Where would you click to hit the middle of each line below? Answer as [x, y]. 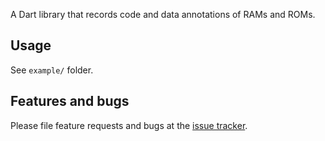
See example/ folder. [52, 70]
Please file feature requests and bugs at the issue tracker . [129, 125]
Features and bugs [70, 101]
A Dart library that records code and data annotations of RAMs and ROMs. [163, 14]
